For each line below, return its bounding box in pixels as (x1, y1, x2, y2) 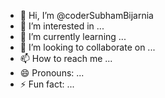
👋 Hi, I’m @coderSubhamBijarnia (19, 10, 154, 21)
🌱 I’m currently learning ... (19, 31, 127, 42)
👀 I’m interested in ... (19, 20, 105, 32)
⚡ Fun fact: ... (19, 78, 75, 90)
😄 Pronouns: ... (19, 67, 85, 79)
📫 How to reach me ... (19, 53, 113, 64)
